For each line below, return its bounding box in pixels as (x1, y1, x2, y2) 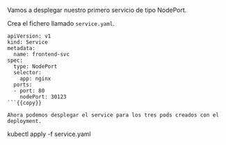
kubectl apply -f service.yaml (7, 130, 92, 138)
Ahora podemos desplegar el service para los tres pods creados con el (7, 112, 219, 119)
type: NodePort (13, 63, 58, 70)
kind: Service (7, 39, 49, 46)
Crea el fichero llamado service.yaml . (7, 19, 115, 27)
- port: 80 (13, 87, 45, 94)
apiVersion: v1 (7, 33, 51, 40)
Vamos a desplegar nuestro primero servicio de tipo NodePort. (7, 6, 187, 14)
